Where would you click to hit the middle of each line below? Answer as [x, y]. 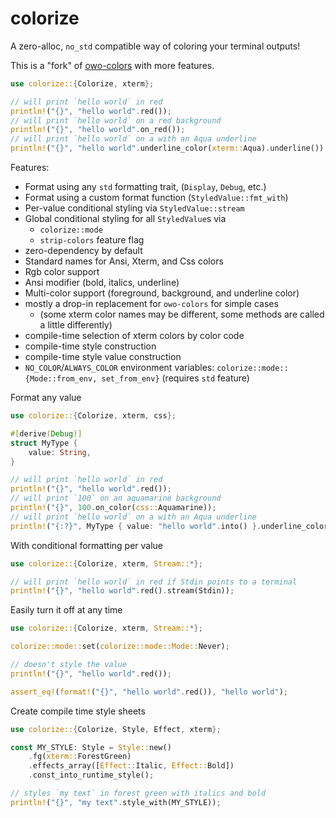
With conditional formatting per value [86, 545]
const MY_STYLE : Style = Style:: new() [91, 747]
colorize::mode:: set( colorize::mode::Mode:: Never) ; [120, 647]
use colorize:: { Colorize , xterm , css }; [93, 416]
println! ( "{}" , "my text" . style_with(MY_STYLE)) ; [116, 802]
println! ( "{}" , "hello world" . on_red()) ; [98, 130]
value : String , [60, 452]
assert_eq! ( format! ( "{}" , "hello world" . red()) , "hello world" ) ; [149, 692]
